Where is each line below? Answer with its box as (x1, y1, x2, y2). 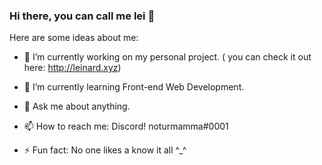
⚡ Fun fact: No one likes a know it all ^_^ (23, 144, 187, 156)
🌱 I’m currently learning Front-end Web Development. (23, 81, 245, 93)
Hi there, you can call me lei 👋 (9, 9, 156, 23)
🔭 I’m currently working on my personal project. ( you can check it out (23, 51, 312, 63)
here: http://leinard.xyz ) (23, 62, 122, 74)
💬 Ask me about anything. (23, 100, 131, 113)
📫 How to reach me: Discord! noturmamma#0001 (23, 120, 229, 133)
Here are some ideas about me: (9, 32, 139, 44)
